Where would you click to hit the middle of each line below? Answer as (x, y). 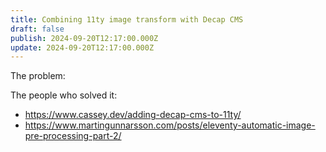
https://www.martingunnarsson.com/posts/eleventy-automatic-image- (170, 125)
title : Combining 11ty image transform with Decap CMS (127, 19)
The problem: (38, 76)
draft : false (37, 29)
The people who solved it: (64, 95)
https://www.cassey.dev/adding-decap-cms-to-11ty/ (133, 115)
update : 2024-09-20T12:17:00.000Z (82, 47)
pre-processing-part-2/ (73, 136)
